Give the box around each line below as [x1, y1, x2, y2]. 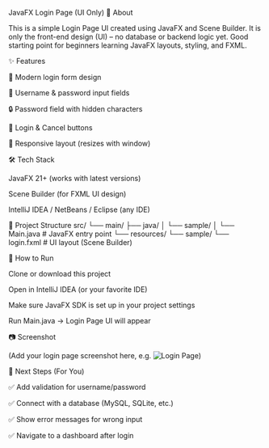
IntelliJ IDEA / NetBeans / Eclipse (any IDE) [8, 205, 151, 214]
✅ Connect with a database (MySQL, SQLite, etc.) [8, 399, 174, 408]
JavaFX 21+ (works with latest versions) [8, 174, 141, 183]
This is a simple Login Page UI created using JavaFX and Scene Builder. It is [8, 23, 261, 32]
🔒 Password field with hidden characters [8, 104, 143, 113]
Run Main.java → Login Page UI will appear [8, 316, 151, 325]
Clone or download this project [8, 269, 111, 278]
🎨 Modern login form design [8, 73, 102, 82]
